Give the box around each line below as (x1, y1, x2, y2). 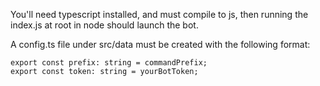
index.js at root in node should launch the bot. (10, 19, 199, 31)
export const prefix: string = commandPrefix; (10, 58, 208, 68)
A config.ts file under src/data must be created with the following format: (10, 39, 311, 50)
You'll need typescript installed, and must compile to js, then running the (10, 9, 309, 20)
